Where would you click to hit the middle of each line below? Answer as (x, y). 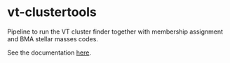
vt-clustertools (52, 12)
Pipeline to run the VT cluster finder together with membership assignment (115, 31)
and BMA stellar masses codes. (53, 38)
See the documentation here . (49, 52)
